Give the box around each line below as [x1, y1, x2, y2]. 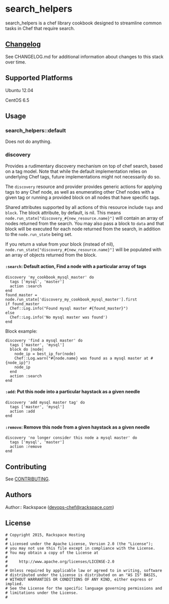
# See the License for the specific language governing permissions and [5, 586, 162, 591]
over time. [5, 59, 26, 65]
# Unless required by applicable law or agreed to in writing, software [5, 568, 162, 573]
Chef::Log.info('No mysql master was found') [10, 315, 108, 320]
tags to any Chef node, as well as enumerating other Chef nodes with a [5, 189, 154, 195]
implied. [5, 581, 24, 586]
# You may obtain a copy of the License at [5, 550, 99, 555]
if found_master [5, 301, 40, 307]
